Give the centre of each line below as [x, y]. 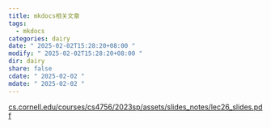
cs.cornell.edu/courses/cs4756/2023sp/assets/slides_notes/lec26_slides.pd [135, 107]
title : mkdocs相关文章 [44, 16]
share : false [30, 69]
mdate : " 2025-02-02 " [47, 83]
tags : [17, 23]
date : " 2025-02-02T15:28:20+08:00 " [72, 46]
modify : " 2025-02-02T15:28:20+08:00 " [76, 53]
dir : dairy [27, 62]
